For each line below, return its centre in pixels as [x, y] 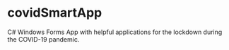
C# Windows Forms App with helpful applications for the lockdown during [115, 32]
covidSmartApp [55, 13]
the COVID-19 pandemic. [43, 39]
